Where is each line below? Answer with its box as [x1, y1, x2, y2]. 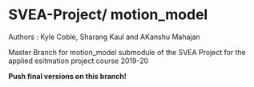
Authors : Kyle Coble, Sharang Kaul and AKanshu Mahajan [8, 32, 200, 42]
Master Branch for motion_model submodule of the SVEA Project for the [8, 47, 246, 57]
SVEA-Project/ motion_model [8, 6, 208, 24]
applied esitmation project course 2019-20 [8, 56, 149, 65]
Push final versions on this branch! [8, 71, 127, 81]
